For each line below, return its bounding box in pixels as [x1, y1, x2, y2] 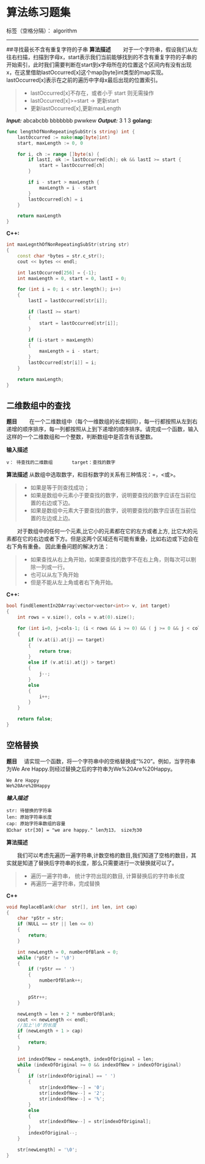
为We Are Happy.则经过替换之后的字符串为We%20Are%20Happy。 [6, 765, 176, 773]
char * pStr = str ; [17, 915, 64, 921]
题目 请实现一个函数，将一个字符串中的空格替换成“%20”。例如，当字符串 [6, 757, 196, 765]
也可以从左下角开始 [30, 571, 79, 579]
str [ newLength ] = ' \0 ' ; [17, 1146, 78, 1153]
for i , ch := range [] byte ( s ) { [17, 151, 99, 157]
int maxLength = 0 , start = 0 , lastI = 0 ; [17, 275, 127, 281]
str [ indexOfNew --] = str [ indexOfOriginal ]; [38, 1119, 151, 1125]
